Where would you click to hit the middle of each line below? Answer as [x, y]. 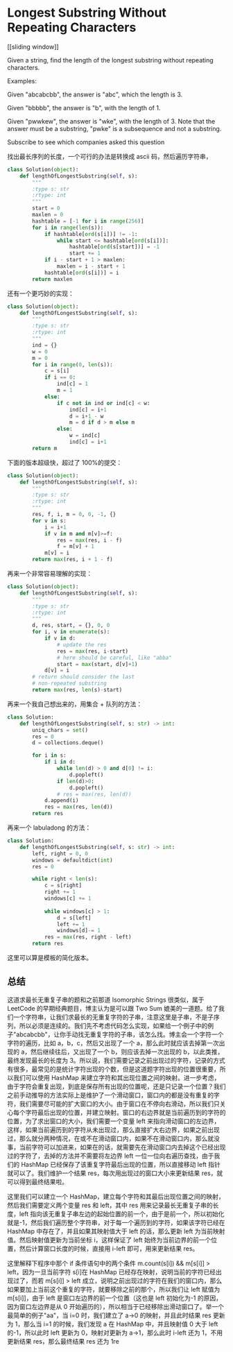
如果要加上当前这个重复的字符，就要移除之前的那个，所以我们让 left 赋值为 [114, 1289]
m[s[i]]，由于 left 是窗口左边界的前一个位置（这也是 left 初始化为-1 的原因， [114, 1298]
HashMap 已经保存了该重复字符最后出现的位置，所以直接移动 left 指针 [120, 1164]
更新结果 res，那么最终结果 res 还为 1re [63, 1341]
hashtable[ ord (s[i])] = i [81, 273]
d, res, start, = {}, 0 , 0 [71, 626]
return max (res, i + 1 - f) [72, 560]
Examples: [22, 80]
